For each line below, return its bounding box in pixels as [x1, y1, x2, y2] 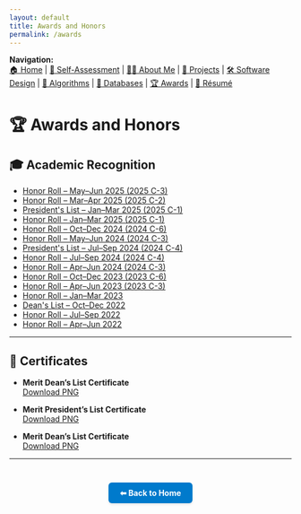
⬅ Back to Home [119, 488, 182, 499]
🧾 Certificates [9, 353, 88, 369]
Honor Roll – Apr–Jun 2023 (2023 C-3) [21, 281, 166, 292]
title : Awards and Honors [9, 22, 106, 30]
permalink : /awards [9, 30, 82, 39]
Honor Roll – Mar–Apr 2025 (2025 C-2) [21, 195, 166, 206]
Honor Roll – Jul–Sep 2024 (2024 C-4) [21, 252, 165, 263]
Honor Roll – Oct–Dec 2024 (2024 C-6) [21, 223, 168, 234]
